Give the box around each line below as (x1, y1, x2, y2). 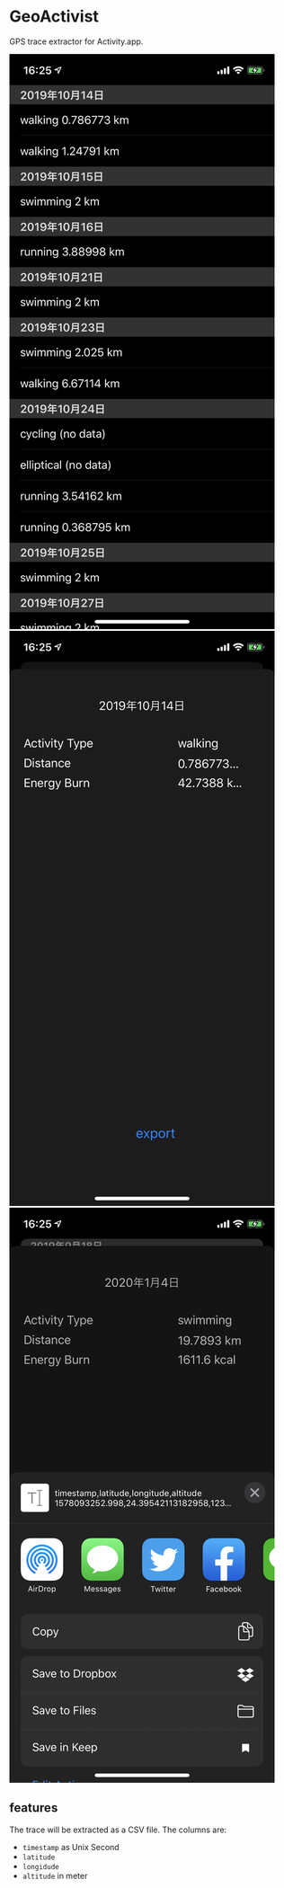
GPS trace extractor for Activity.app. (9, 36, 144, 47)
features (9, 1800, 58, 1816)
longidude (22, 1862, 60, 1871)
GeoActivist (9, 6, 99, 27)
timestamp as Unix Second (22, 1841, 120, 1852)
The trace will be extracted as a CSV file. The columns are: (9, 1824, 227, 1835)
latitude (22, 1853, 56, 1862)
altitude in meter (22, 1870, 88, 1881)
